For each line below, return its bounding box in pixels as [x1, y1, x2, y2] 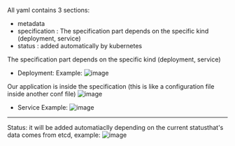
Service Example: [17, 103, 69, 111]
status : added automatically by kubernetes [17, 42, 142, 50]
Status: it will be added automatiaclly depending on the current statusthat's [7, 124, 224, 131]
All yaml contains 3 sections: [7, 6, 90, 14]
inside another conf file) [7, 90, 76, 98]
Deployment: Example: [17, 69, 83, 77]
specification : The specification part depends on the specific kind [17, 27, 209, 35]
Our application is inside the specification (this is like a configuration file [7, 82, 215, 90]
